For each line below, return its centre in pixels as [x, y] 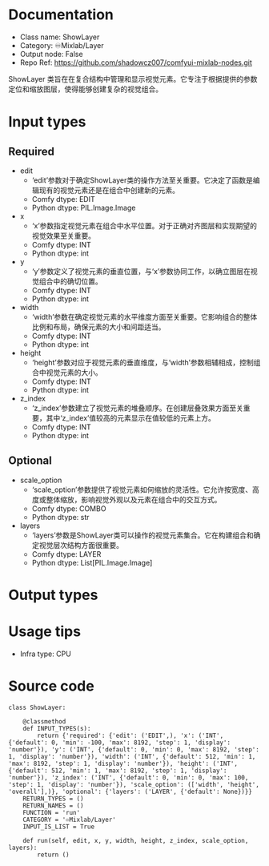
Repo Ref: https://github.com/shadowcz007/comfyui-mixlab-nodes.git [136, 62]
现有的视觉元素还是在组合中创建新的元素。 [109, 190]
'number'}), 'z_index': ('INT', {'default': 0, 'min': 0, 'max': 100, [128, 777]
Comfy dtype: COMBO [69, 508]
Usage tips [45, 632]
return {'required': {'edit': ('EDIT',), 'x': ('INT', [130, 735]
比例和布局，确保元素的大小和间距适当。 [98, 327]
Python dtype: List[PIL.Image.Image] [92, 562]
